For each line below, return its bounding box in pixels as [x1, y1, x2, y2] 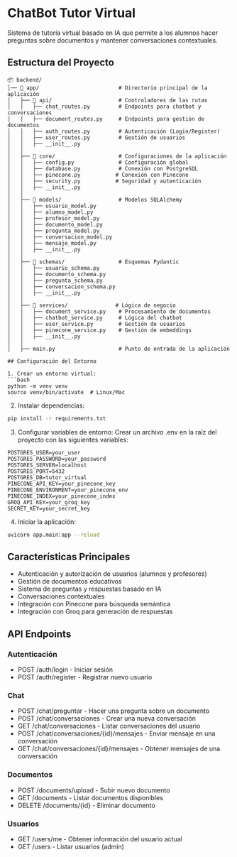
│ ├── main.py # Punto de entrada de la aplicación [7, 345, 231, 352]
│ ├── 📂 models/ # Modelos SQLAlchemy [7, 196, 182, 203]
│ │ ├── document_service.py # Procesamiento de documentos [7, 307, 211, 315]
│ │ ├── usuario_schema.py [7, 264, 100, 271]
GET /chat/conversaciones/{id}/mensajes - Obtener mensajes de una [17, 744, 221, 753]
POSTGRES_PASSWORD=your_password [7, 455, 106, 462]
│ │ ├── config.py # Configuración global [7, 158, 189, 166]
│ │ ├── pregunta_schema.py [7, 277, 103, 284]
